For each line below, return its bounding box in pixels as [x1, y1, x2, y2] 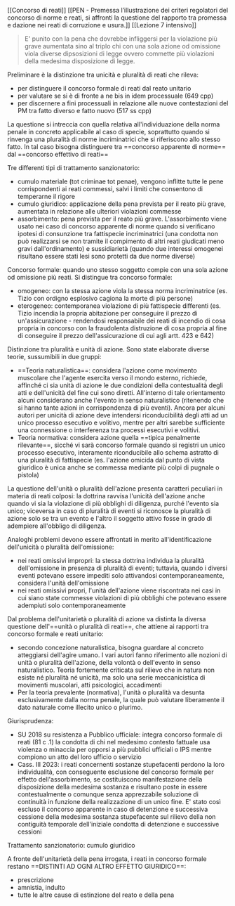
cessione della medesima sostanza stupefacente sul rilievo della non [17, 813, 216, 821]
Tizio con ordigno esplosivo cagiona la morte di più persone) [17, 295, 194, 302]
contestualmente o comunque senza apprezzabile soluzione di [17, 790, 199, 798]
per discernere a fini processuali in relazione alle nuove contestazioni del [17, 99, 229, 108]
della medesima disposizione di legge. [24, 57, 135, 65]
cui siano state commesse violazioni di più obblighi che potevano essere [17, 594, 227, 602]
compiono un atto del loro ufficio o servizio [17, 753, 142, 761]
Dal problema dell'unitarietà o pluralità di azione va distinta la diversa [7, 615, 206, 623]
